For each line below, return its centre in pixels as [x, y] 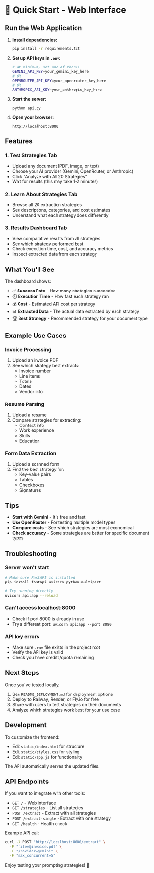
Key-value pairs [35, 474]
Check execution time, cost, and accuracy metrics [62, 249]
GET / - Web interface [34, 803]
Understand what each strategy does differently [60, 215]
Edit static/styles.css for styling [46, 751]
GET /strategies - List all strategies [48, 808]
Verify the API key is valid [38, 652]
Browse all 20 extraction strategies [47, 204]
